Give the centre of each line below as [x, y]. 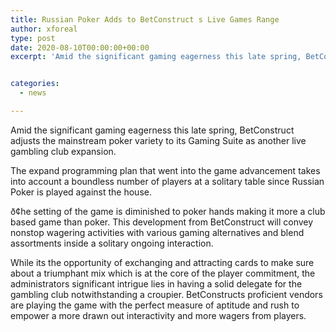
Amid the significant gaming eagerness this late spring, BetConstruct [152, 130]
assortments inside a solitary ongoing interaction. [112, 243]
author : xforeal [44, 29]
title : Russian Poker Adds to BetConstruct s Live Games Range [145, 19]
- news [33, 93]
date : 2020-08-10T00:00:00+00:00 [80, 47]
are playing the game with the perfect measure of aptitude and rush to [155, 305]
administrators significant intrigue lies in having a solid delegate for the [156, 283]
